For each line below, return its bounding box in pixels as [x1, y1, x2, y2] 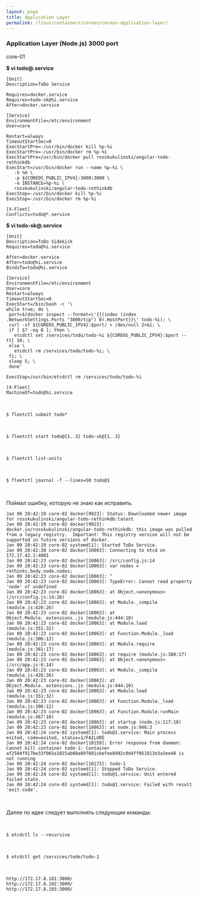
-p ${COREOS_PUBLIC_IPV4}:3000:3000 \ [14, 175, 110, 181]
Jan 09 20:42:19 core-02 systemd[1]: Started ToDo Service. [6, 542, 158, 548]
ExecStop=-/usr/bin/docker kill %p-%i [6, 190, 102, 196]
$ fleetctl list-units [6, 455, 62, 461]
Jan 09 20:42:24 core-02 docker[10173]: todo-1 [6, 761, 126, 766]
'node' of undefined [6, 584, 58, 590]
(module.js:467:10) [6, 714, 55, 720]
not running [6, 755, 36, 762]
